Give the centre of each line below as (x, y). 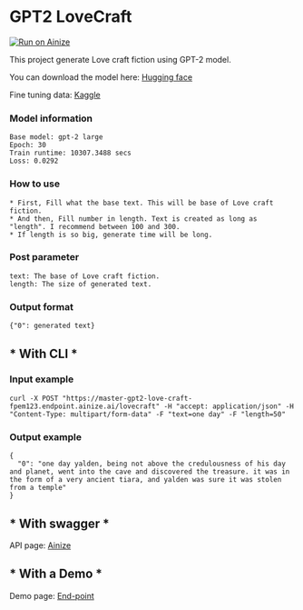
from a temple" (38, 488)
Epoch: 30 (28, 145)
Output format (42, 306)
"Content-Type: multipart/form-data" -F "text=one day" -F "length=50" (147, 414)
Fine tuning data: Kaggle (55, 95)
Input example (42, 379)
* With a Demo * (56, 574)
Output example (45, 436)
